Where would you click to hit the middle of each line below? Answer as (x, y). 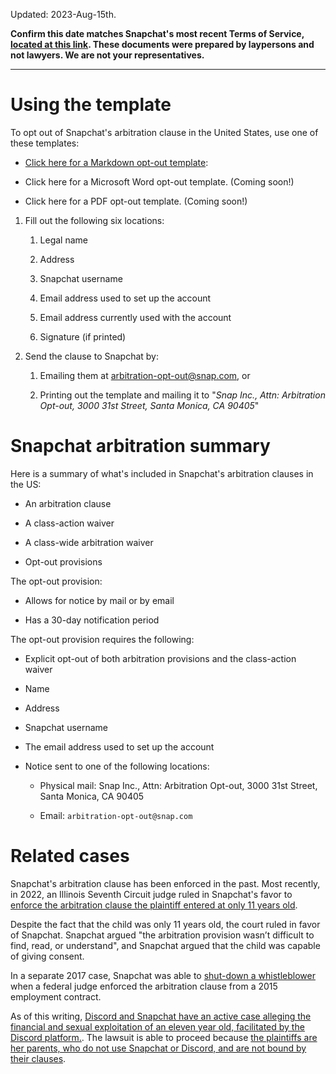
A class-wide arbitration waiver (89, 542)
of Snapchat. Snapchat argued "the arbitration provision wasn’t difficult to (162, 935)
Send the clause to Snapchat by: (92, 356)
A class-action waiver (69, 523)
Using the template (91, 105)
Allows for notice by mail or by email (99, 600)
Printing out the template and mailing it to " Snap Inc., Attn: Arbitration (182, 395)
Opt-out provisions (63, 561)
